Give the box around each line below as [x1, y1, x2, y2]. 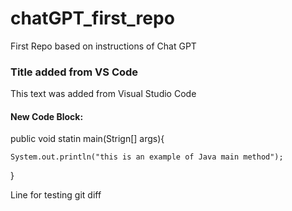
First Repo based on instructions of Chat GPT [10, 40, 197, 52]
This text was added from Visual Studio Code [10, 88, 197, 100]
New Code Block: [10, 110, 84, 122]
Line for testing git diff [10, 189, 102, 201]
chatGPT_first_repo [10, 7, 175, 30]
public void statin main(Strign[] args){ [10, 133, 165, 145]
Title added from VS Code [10, 65, 139, 79]
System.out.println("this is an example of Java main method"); [10, 152, 284, 162]
